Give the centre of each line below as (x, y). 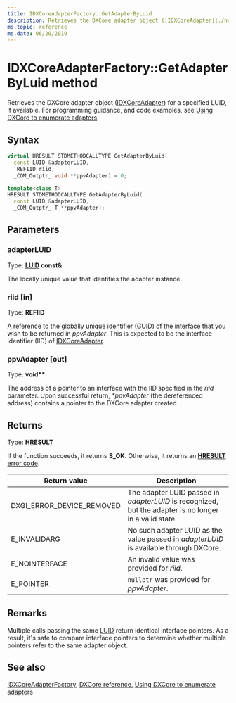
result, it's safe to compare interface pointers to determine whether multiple (117, 638)
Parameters (33, 230)
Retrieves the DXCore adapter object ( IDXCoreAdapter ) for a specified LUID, (117, 103)
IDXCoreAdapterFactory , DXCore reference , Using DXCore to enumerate (112, 684)
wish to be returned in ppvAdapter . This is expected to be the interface (110, 333)
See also (26, 667)
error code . (24, 463)
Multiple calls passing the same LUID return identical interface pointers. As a (118, 630)
